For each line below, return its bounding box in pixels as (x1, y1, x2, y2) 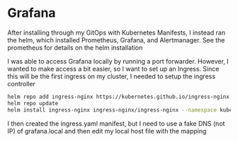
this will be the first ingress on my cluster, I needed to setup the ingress (7, 72, 216, 81)
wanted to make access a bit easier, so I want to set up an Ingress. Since (7, 64, 220, 73)
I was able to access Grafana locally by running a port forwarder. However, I (7, 57, 229, 65)
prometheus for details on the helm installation (7, 43, 143, 52)
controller (7, 79, 35, 88)
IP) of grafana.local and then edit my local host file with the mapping (7, 126, 207, 135)
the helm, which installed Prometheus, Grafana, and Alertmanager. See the (7, 35, 225, 44)
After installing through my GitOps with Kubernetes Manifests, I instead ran (7, 28, 225, 37)
